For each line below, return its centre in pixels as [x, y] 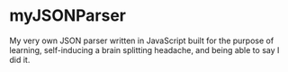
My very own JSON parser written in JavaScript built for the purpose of [142, 40]
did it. [20, 59]
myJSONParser [68, 16]
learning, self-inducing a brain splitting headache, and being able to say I [144, 49]
